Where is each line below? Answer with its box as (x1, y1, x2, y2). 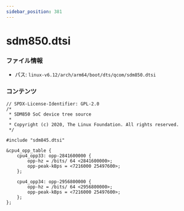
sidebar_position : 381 (6, 8, 62, 15)
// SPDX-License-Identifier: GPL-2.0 (6, 101, 100, 107)
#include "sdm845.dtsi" (6, 138, 65, 143)
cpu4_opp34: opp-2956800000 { (17, 179, 92, 185)
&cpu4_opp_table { (6, 148, 52, 154)
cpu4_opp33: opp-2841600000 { (17, 153, 92, 159)
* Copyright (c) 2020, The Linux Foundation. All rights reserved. (8, 122, 179, 128)
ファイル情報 (6, 56, 43, 65)
